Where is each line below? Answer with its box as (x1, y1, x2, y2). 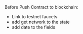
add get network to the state (11, 19, 70, 25)
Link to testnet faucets (11, 14, 58, 19)
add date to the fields (11, 24, 55, 30)
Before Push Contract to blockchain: (4, 4, 79, 10)
